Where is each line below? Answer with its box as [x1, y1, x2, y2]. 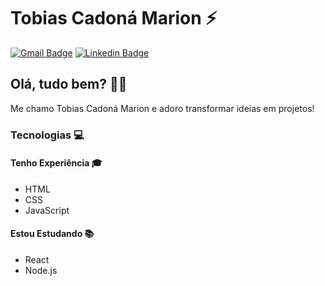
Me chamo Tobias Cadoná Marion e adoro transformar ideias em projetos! [10, 102, 315, 114]
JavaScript [24, 204, 70, 216]
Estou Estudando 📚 [10, 228, 95, 240]
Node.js [24, 265, 58, 277]
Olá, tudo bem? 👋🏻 [10, 76, 128, 93]
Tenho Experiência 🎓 [10, 157, 103, 169]
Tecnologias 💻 [10, 128, 85, 142]
